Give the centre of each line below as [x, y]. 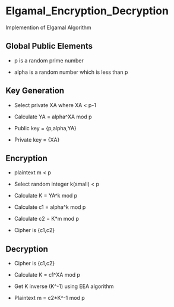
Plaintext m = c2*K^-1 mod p [50, 298]
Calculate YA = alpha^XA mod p [53, 117]
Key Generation [35, 91]
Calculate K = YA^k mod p [46, 196]
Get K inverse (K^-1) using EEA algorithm [64, 286]
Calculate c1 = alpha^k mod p [50, 207]
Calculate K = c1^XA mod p [47, 275]
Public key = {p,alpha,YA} [45, 128]
